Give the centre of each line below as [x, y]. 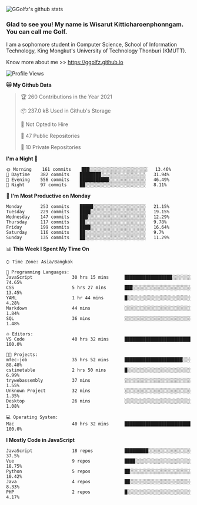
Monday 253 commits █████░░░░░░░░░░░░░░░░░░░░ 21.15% [88, 207]
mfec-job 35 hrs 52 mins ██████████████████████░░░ [98, 360]
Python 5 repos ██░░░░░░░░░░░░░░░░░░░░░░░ [98, 471]
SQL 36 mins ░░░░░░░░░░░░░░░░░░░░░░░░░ [98, 319]
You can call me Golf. [37, 31]
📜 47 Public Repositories [50, 136]
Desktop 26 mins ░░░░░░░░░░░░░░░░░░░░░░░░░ [98, 401]
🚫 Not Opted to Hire [44, 124]
